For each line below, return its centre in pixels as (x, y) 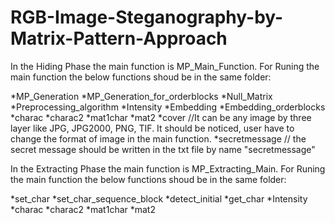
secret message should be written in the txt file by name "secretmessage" (163, 149)
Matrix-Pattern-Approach (119, 38)
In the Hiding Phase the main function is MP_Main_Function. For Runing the (165, 66)
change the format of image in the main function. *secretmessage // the (158, 138)
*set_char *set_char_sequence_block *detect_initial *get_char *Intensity (159, 198)
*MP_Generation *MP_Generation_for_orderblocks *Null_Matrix (141, 96)
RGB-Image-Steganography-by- (147, 17)
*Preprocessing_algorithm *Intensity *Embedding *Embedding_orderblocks (168, 107)
